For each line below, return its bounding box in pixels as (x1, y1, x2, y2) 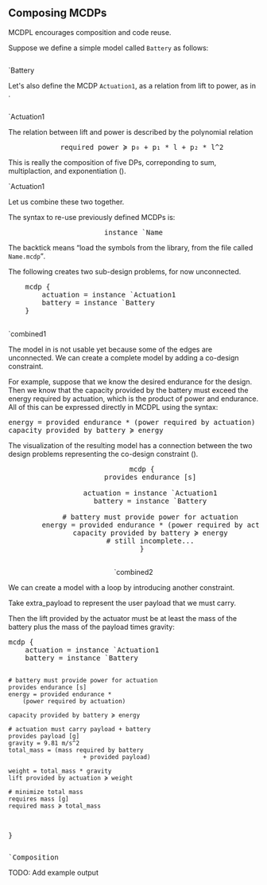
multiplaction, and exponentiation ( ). (8, 166, 126, 175)
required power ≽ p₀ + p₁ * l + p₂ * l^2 (60, 143, 224, 151)
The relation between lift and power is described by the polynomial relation (8, 127, 253, 136)
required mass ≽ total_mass (8, 801, 102, 810)
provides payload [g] (8, 732, 80, 740)
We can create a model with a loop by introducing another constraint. (8, 582, 235, 592)
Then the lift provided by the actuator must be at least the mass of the (8, 613, 237, 623)
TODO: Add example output (8, 867, 99, 877)
